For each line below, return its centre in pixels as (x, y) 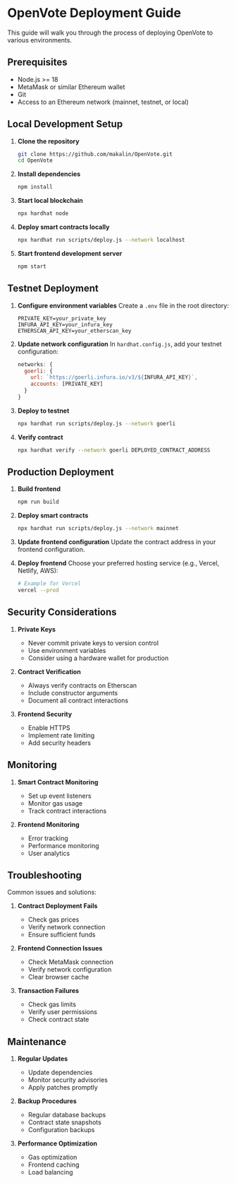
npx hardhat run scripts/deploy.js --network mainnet (98, 529)
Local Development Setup (65, 124)
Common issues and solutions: (52, 893)
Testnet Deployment (53, 289)
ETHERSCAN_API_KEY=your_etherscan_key (74, 331)
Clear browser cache (58, 977)
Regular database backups (67, 1115)
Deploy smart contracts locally (63, 227)
